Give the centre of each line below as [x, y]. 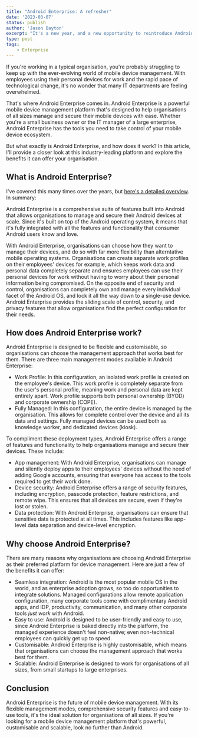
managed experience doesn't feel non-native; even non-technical [94, 632]
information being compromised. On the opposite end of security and [90, 283]
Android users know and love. [42, 234]
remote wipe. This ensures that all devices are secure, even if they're [98, 500]
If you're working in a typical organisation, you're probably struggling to [93, 67]
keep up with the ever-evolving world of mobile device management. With [96, 73]
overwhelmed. [24, 91]
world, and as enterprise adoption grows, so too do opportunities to [97, 588]
